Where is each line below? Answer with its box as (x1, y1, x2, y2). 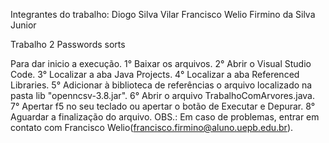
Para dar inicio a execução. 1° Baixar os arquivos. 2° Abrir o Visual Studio (10, 58, 312, 69)
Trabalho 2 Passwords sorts (10, 39, 126, 50)
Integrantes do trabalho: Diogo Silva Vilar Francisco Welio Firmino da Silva (10, 9, 316, 20)
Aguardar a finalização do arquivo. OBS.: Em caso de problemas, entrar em (10, 111, 320, 123)
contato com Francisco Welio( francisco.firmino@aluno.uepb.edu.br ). (10, 122, 294, 133)
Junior (10, 19, 37, 31)
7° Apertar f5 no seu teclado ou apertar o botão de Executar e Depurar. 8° (10, 100, 316, 112)
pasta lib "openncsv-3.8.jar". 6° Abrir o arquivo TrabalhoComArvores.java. (10, 90, 315, 101)
